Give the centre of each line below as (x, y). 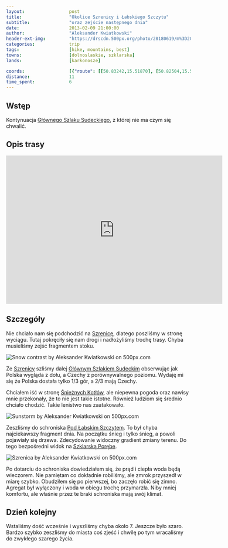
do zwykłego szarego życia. (40, 539)
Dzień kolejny (31, 512)
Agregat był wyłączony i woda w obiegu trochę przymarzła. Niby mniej (91, 488)
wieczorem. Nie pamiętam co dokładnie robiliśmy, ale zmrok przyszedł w (94, 475)
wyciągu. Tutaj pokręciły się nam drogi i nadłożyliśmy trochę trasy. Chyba (95, 339)
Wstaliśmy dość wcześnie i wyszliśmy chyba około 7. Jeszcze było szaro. (95, 526)
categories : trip (43, 45)
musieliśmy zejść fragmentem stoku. (50, 346)
